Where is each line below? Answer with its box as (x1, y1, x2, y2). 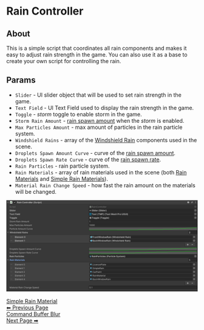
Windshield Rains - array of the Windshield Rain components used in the (15, 136, 197, 143)
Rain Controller (6, 4, 84, 18)
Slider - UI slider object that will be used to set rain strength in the (15, 91, 182, 98)
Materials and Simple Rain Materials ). (15, 175, 108, 182)
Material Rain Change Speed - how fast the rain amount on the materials (15, 181, 195, 189)
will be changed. (15, 188, 56, 195)
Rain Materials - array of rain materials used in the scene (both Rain (15, 168, 187, 176)
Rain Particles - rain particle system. (15, 162, 110, 170)
